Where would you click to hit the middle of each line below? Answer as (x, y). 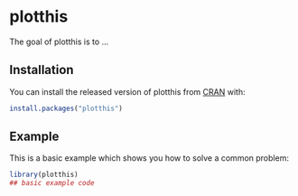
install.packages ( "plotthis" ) (66, 108)
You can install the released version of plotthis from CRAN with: (127, 91)
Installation (42, 70)
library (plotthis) (44, 175)
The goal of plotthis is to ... (59, 42)
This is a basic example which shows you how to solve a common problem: (149, 158)
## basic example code (52, 183)
